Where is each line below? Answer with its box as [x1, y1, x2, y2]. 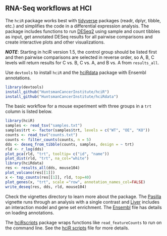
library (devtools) [5, 85, 44, 90]
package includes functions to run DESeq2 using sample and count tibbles [5, 28, 160, 34]
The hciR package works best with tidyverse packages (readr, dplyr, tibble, [5, 17, 161, 23]
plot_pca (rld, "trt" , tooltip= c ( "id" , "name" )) [5, 151, 109, 156]
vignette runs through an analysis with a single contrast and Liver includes [5, 199, 160, 205]
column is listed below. [5, 108, 53, 114]
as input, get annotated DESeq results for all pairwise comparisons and [5, 33, 153, 40]
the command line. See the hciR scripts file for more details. [5, 225, 130, 231]
